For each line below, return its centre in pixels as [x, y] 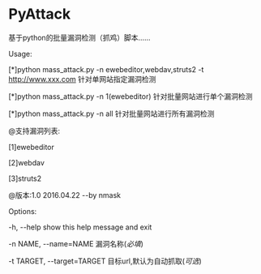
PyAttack [40, 14]
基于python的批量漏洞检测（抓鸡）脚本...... [80, 37]
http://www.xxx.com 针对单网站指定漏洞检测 [82, 79]
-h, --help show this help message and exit [80, 227]
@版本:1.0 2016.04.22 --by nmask [65, 195]
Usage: [20, 54]
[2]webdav [26, 162]
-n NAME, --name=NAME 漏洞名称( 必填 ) [76, 243]
